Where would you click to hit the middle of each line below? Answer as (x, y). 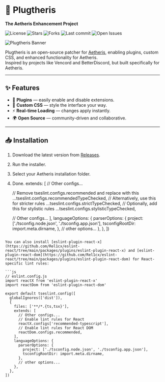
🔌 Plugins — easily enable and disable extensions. (63, 100)
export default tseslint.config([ (41, 294)
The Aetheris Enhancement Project (42, 24)
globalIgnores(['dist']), (36, 298)
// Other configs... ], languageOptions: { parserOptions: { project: (78, 218)
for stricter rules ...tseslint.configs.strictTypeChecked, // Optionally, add (84, 203)
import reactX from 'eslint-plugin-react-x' (51, 280)
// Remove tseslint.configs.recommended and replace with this (76, 193)
